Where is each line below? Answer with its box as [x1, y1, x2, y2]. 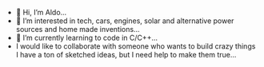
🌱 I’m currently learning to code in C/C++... [15, 33, 158, 42]
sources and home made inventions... [15, 25, 140, 33]
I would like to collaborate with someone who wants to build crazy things [15, 41, 256, 51]
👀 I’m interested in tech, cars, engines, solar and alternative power [15, 16, 234, 26]
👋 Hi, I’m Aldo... [15, 8, 67, 17]
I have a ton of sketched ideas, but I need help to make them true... [15, 50, 237, 59]
